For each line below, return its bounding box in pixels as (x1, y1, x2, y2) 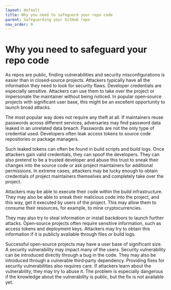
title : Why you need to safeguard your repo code (5, 12, 113, 17)
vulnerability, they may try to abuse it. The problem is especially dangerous (5, 268, 163, 275)
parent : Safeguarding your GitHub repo (5, 17, 90, 22)
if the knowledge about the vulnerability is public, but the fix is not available (5, 274, 164, 280)
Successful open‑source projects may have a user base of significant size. (5, 241, 162, 247)
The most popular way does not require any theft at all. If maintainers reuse (5, 114, 163, 120)
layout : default (5, 7, 40, 13)
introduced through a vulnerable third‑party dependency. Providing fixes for (5, 257, 165, 264)
